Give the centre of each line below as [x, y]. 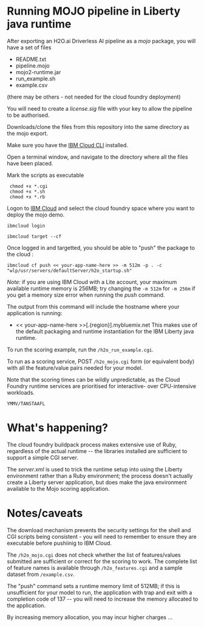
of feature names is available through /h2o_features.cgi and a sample [95, 567]
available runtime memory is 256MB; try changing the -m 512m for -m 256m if [101, 288]
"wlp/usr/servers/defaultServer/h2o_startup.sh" [70, 271]
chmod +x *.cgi [29, 186]
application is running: [35, 313]
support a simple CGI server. [42, 457]
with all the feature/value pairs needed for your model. [75, 368]
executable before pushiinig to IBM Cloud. [59, 543]
